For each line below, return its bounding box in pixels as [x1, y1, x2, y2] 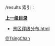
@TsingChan [5, 35, 30, 41]
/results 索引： [5, 4, 36, 10]
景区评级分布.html [12, 25, 50, 31]
